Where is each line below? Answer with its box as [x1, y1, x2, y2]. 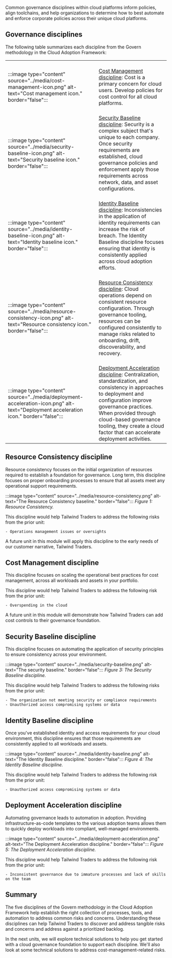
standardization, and [98, 377, 148, 384]
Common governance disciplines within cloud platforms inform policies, [5, 5, 157, 10]
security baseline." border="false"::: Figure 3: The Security [27, 667, 152, 673]
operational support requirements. [5, 483, 78, 489]
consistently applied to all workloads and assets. [5, 741, 108, 747]
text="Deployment [8, 406, 52, 413]
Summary [5, 890, 37, 899]
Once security [98, 140, 133, 147]
